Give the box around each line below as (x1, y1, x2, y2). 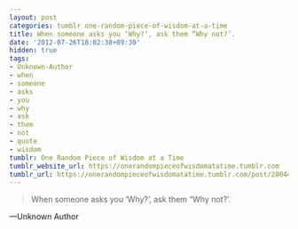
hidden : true (9, 46, 58, 55)
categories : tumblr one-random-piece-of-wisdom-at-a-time (9, 21, 228, 30)
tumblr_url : (9, 170, 53, 178)
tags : (9, 54, 29, 63)
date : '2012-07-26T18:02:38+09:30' (9, 37, 141, 47)
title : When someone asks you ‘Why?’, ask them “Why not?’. (9, 29, 237, 38)
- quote (9, 137, 38, 146)
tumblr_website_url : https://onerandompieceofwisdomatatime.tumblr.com (9, 162, 279, 170)
